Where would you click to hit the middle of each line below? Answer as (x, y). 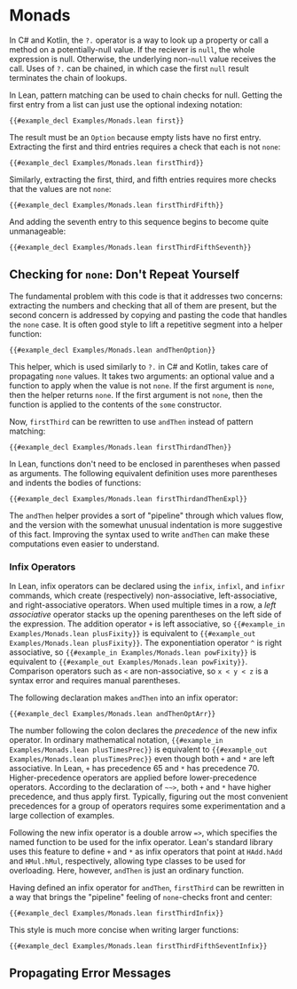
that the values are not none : (60, 188)
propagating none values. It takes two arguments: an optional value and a (142, 376)
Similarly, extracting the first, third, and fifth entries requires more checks (143, 179)
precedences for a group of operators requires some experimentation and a (148, 806)
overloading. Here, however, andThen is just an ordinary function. (126, 871)
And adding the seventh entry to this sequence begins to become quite (139, 221)
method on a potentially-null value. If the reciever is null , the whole (132, 49)
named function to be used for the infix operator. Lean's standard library (141, 842)
